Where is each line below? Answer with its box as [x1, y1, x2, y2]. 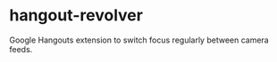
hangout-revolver [9, 5, 143, 26]
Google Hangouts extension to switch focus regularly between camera [9, 35, 270, 45]
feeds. [9, 43, 33, 54]
